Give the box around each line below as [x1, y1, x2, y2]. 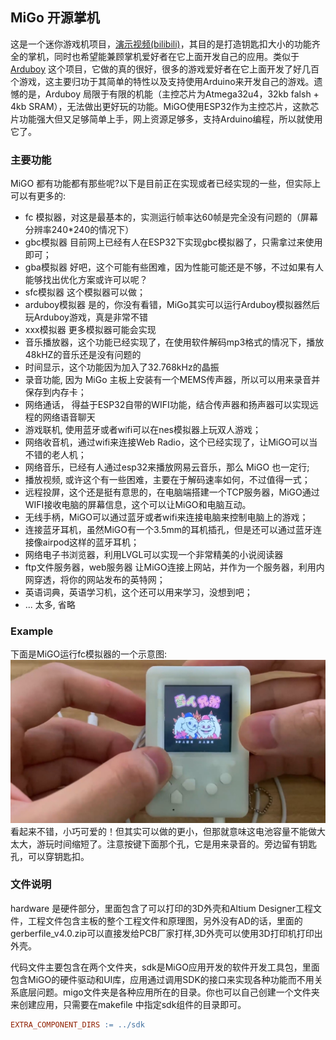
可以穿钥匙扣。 [27, 850, 90, 862]
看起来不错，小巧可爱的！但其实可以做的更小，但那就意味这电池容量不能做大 [10, 825, 326, 837]
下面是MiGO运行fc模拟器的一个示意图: [10, 648, 167, 660]
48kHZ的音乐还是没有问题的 [24, 349, 142, 361]
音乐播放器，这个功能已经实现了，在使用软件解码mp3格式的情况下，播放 [24, 336, 325, 348]
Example [10, 624, 54, 638]
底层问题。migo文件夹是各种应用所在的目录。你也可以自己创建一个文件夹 [18, 986, 320, 998]
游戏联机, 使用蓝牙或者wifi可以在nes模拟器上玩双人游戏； [24, 424, 262, 436]
